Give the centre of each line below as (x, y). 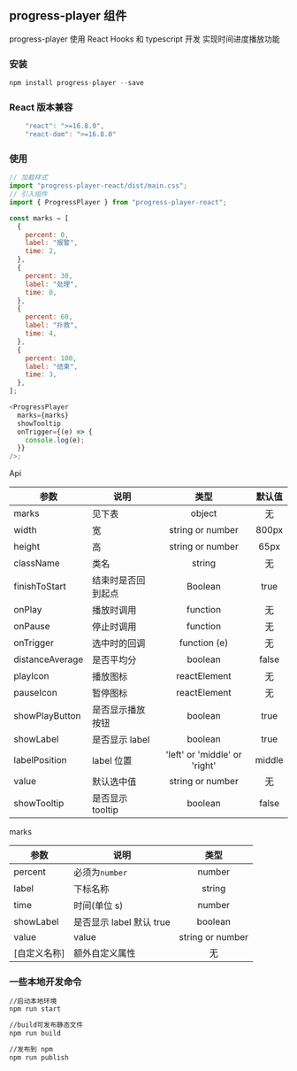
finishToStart (40, 587)
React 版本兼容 (41, 107)
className (37, 563)
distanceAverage (49, 659)
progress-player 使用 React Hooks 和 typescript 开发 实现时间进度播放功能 (145, 39)
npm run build (35, 1034)
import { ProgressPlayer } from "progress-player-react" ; (118, 202)
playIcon (31, 676)
